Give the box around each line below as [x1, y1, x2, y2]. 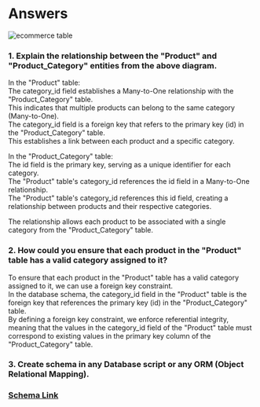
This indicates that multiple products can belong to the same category [8, 103, 236, 112]
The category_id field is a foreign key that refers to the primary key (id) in [8, 119, 245, 130]
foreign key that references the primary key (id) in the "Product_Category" [8, 298, 248, 307]
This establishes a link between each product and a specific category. [8, 137, 235, 146]
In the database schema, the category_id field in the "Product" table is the [8, 289, 247, 299]
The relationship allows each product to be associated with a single [8, 217, 226, 226]
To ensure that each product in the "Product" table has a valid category [8, 273, 240, 282]
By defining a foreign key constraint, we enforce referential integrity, [8, 314, 229, 324]
